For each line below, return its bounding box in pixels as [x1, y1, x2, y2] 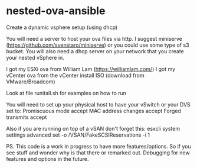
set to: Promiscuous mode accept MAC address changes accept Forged [6, 107, 181, 114]
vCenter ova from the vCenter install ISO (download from [6, 72, 145, 79]
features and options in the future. [6, 155, 89, 162]
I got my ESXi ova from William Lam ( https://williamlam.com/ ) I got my [6, 65, 176, 72]
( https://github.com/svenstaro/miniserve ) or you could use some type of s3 [6, 41, 190, 49]
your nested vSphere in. [6, 54, 65, 61]
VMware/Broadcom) [6, 78, 55, 85]
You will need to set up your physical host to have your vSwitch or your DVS [6, 101, 191, 108]
